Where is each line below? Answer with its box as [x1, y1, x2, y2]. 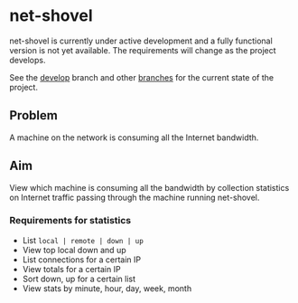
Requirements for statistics [9, 214, 132, 227]
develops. [9, 54, 46, 65]
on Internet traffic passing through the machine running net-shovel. [9, 192, 260, 203]
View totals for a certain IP [22, 263, 121, 274]
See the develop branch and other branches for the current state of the [9, 71, 275, 82]
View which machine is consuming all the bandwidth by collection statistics [9, 182, 290, 193]
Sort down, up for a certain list [22, 273, 136, 284]
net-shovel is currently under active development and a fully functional [9, 35, 273, 46]
